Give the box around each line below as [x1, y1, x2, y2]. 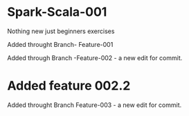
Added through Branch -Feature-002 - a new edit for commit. [7, 53, 183, 62]
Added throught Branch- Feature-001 [7, 40, 114, 48]
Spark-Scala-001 [7, 4, 107, 20]
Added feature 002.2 [7, 78, 131, 94]
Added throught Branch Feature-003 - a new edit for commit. [7, 101, 182, 109]
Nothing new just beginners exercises [7, 27, 115, 35]
